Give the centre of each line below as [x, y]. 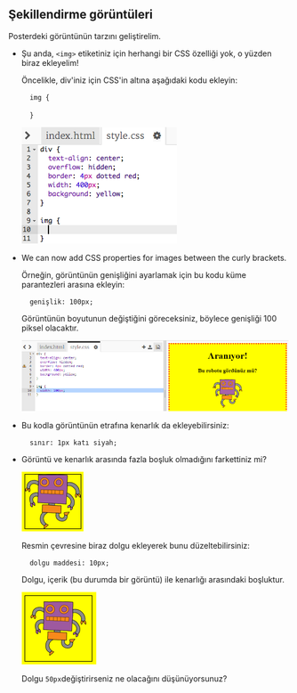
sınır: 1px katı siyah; [73, 443]
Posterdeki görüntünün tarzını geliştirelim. [85, 36]
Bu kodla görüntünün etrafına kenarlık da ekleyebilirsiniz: [125, 425]
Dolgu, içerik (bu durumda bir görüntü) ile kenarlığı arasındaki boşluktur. [153, 579]
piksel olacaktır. [50, 328]
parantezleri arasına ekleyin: [73, 284]
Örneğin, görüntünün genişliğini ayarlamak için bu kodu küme [133, 274]
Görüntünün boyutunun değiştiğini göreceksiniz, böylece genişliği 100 [149, 318]
